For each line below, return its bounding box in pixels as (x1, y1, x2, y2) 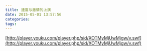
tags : (5, 21, 17, 26)
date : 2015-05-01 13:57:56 (5, 12, 62, 17)
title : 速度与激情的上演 (5, 7, 51, 12)
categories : (5, 16, 30, 21)
